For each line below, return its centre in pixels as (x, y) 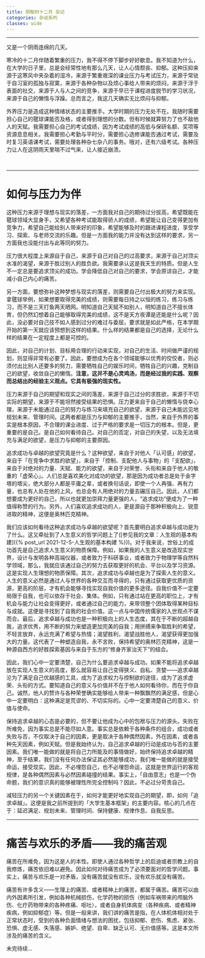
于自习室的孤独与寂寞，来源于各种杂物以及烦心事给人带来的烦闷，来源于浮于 (103, 83)
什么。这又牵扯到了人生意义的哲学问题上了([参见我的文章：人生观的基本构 (104, 535)
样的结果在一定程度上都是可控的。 (49, 337)
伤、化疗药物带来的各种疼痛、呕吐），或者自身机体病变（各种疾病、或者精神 (101, 905)
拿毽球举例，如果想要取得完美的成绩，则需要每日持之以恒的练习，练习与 (97, 300)
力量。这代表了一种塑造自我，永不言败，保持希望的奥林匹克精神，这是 (105, 642)
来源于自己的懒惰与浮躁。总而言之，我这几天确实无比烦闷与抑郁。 (89, 98)
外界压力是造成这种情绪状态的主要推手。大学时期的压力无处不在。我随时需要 (103, 111)
